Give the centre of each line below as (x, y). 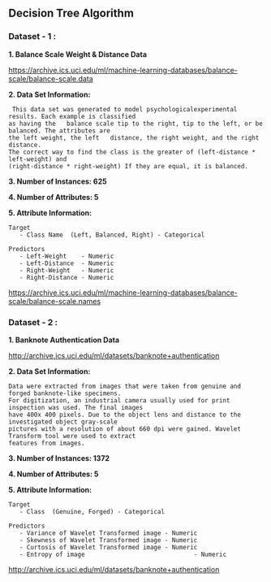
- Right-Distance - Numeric (67, 277)
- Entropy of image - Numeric (123, 554)
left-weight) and (38, 159)
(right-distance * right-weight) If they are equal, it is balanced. (129, 166)
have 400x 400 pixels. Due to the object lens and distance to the (125, 415)
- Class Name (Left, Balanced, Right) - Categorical (112, 235)
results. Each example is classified (72, 116)
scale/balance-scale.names (55, 301)
